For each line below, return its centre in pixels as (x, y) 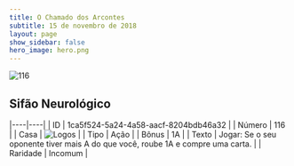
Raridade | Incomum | (49, 153)
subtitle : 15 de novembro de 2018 (73, 26)
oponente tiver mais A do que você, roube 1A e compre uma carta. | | (135, 144)
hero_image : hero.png (49, 51)
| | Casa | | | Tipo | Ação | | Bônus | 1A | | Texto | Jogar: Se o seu (143, 134)
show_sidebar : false (48, 42)
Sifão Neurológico (60, 103)
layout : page (33, 34)
